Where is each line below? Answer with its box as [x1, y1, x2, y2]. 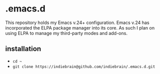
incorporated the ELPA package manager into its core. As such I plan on [5, 24, 155, 30]
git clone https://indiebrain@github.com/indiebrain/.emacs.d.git [12, 64, 155, 69]
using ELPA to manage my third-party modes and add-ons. [5, 30, 128, 36]
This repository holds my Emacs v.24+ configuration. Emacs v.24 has [5, 19, 150, 25]
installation [5, 44, 41, 53]
